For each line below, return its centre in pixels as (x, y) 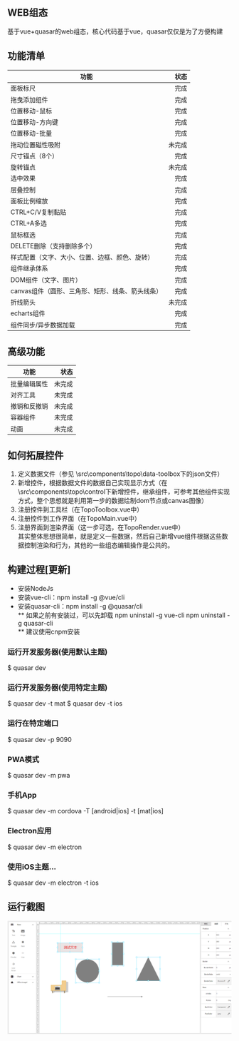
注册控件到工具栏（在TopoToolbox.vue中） (80, 509)
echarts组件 (28, 313)
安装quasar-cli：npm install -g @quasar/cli (80, 606)
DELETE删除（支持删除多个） (53, 245)
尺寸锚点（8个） (34, 156)
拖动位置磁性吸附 (35, 144)
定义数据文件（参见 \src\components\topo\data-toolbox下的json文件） (121, 474)
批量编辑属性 (29, 383)
